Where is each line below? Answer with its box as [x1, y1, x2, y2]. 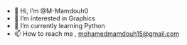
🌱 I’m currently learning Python [14, 22, 105, 30]
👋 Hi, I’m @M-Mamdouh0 [14, 7, 89, 15]
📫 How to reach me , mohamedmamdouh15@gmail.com [14, 30, 180, 38]
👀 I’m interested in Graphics [14, 14, 96, 22]
